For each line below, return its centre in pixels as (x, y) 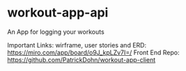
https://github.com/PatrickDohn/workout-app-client (82, 59)
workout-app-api (58, 13)
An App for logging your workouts (56, 32)
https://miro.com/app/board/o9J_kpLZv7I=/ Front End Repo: (93, 52)
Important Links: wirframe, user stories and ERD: (77, 45)
